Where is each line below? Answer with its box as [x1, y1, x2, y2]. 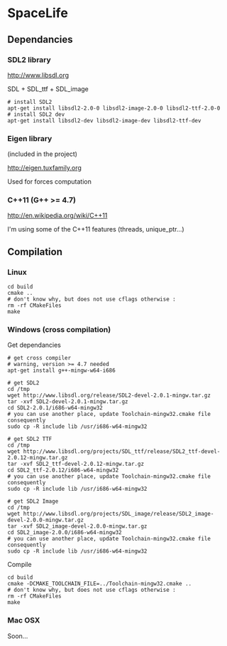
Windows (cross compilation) [7, 325, 111, 335]
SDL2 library [7, 55, 51, 65]
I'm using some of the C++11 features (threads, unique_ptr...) [7, 225, 184, 234]
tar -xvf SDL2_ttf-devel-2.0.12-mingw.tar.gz [7, 461, 144, 468]
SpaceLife [7, 5, 69, 21]
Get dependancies [7, 340, 62, 350]
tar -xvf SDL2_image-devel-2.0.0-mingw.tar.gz [7, 523, 148, 530]
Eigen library [7, 133, 52, 143]
